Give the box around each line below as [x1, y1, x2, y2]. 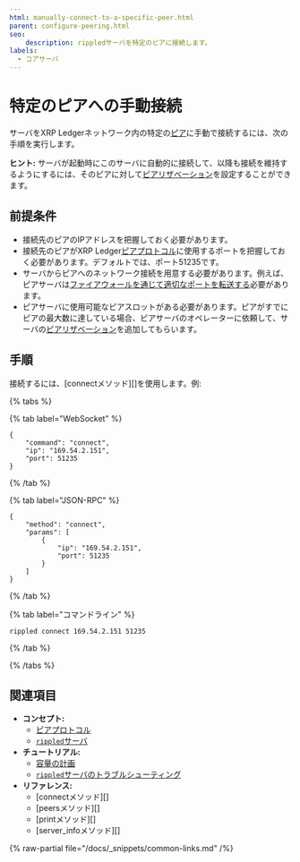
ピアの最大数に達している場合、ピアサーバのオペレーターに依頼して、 [21, 312, 281, 323]
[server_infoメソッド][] [35, 825, 121, 836]
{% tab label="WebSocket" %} [9, 413, 123, 423]
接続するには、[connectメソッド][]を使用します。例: [9, 378, 201, 388]
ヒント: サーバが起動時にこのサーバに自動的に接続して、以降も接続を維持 [9, 158, 280, 168]
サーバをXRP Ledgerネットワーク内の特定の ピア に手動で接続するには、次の [9, 127, 288, 138]
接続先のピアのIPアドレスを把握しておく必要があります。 [21, 234, 233, 244]
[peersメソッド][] [35, 803, 100, 814]
